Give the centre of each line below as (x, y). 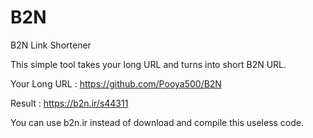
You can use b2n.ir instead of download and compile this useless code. (157, 122)
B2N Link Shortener (51, 45)
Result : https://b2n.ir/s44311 (69, 103)
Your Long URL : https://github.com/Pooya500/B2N (116, 83)
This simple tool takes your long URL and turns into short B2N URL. (148, 64)
